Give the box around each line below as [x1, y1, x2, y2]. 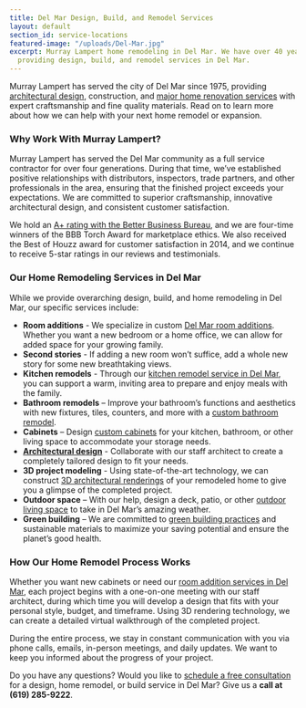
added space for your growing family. [22, 338, 164, 349]
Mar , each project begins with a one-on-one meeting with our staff [9, 586, 260, 597]
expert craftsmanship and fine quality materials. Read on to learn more [9, 100, 274, 110]
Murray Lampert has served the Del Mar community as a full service [9, 153, 266, 164]
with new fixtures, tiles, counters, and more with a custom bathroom [22, 407, 280, 418]
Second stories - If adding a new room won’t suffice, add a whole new [22, 349, 289, 359]
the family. [22, 387, 62, 398]
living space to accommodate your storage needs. [22, 435, 211, 447]
